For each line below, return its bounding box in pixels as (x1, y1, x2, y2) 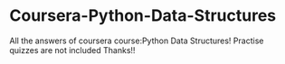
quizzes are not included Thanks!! (9, 44, 136, 55)
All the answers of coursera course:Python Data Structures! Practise (9, 35, 264, 46)
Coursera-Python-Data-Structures (9, 5, 277, 26)
